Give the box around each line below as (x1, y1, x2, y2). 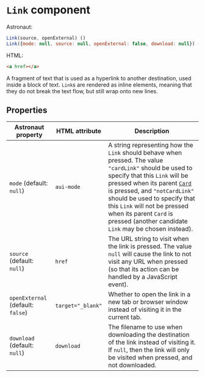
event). (108, 280, 129, 289)
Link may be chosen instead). (108, 225, 193, 233)
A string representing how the (108, 141, 193, 149)
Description (134, 127, 170, 135)
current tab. (108, 313, 142, 322)
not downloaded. (108, 361, 157, 370)
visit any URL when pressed (108, 258, 188, 266)
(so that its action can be (108, 265, 179, 273)
